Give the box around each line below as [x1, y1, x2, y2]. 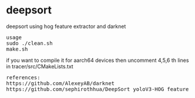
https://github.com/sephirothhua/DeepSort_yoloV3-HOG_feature [6, 86, 189, 92]
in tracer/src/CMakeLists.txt [6, 62, 73, 70]
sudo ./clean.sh [6, 40, 53, 47]
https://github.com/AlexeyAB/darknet [6, 80, 115, 86]
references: [6, 74, 41, 80]
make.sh [6, 45, 28, 52]
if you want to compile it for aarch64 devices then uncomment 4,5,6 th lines [6, 57, 189, 64]
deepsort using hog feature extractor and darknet [6, 23, 126, 30]
